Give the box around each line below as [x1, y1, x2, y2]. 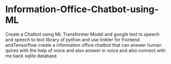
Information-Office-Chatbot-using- [5, 4, 159, 15]
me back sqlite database [5, 52, 57, 59]
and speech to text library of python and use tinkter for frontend [5, 37, 140, 43]
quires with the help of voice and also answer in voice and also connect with [5, 47, 166, 53]
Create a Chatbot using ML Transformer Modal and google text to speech [5, 31, 160, 37]
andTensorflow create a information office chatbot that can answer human [5, 42, 162, 48]
